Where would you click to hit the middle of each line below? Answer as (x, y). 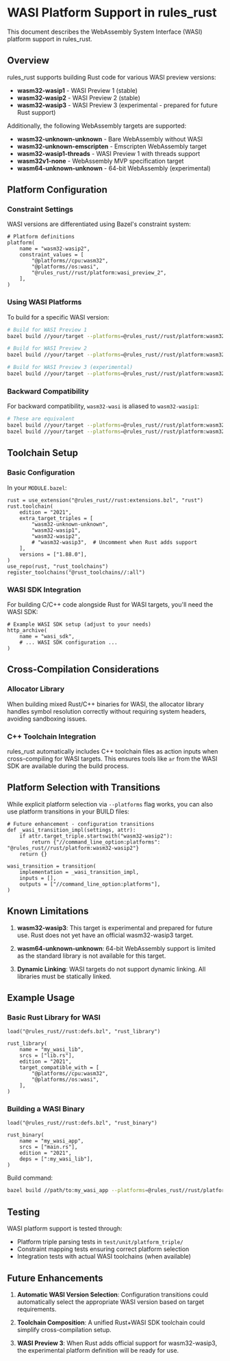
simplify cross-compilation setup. (64, 1329)
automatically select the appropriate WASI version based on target (111, 1302)
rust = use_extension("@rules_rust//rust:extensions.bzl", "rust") (105, 500)
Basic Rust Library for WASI (54, 1017)
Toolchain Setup (43, 453)
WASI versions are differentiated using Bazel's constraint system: (99, 224)
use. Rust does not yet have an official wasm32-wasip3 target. (105, 935)
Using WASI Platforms (44, 302)
